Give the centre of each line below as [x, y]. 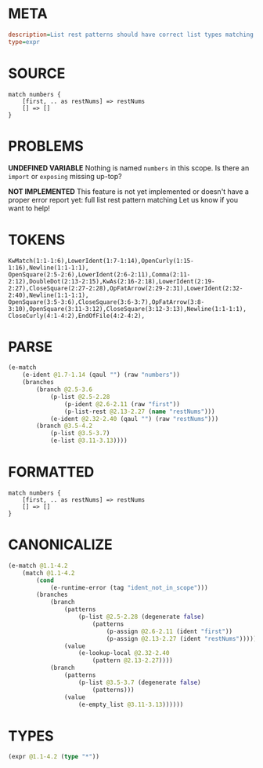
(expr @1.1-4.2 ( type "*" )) [54, 757]
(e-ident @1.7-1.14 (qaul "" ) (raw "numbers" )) [101, 375]
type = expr [24, 42]
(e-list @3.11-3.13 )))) [88, 441]
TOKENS [37, 240]
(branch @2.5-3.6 [64, 389]
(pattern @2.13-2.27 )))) [133, 660]
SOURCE [37, 73]
